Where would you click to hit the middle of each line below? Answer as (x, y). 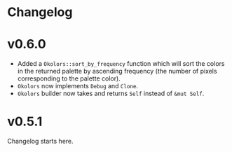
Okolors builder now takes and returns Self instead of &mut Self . (111, 94)
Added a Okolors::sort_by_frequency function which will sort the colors (121, 64)
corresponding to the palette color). (69, 78)
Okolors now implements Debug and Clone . (78, 86)
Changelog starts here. (40, 141)
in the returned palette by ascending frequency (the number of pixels (117, 71)
